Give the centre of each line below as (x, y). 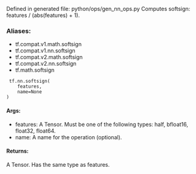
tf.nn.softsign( (30, 82)
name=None (30, 92)
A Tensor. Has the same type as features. (58, 164)
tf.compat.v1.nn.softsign (45, 50)
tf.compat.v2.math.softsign (49, 57)
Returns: (18, 151)
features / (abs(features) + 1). (43, 15)
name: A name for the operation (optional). (68, 137)
